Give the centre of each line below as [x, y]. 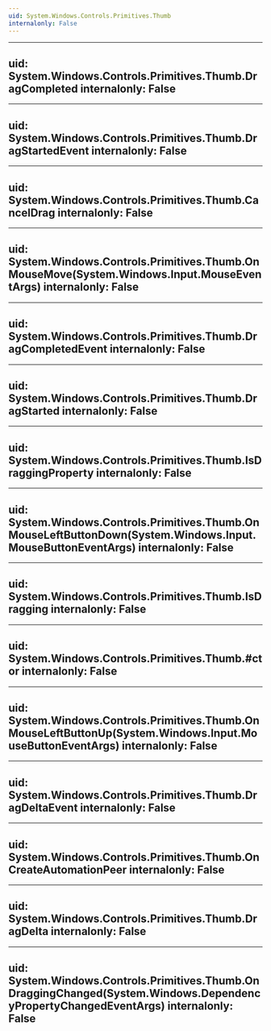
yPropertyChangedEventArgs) [87, 1006]
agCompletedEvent [58, 349]
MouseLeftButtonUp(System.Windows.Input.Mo [133, 734]
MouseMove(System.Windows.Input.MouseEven [135, 275]
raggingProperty [51, 473]
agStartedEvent [49, 150]
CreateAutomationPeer [68, 869]
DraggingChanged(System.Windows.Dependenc [135, 993]
